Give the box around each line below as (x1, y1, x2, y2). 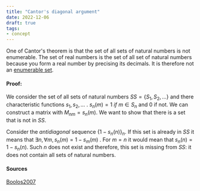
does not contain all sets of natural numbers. (6, 152, 116, 159)
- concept (6, 31, 31, 37)
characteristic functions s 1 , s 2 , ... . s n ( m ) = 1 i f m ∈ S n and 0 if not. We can (6, 101, 188, 109)
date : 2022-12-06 (6, 14, 50, 20)
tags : (6, 25, 20, 32)
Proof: (6, 80, 22, 87)
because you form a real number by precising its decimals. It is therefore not (6, 60, 194, 67)
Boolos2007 (6, 178, 36, 186)
